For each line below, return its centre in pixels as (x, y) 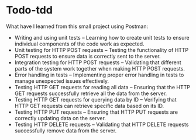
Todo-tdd (29, 10)
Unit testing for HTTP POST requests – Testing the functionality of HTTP (102, 50)
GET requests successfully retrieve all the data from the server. (91, 93)
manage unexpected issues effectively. (62, 81)
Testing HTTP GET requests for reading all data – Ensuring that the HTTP (102, 87)
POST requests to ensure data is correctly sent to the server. (87, 56)
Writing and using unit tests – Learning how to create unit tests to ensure (102, 37)
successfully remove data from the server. (66, 130)
